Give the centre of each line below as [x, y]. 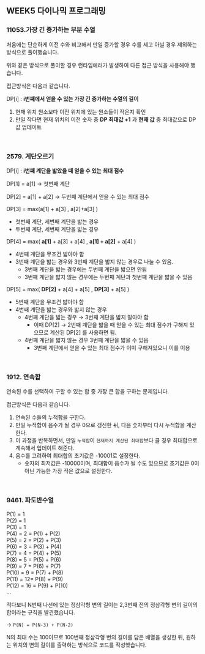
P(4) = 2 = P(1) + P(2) [33, 533]
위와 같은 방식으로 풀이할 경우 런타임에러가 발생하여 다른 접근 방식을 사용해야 [98, 65]
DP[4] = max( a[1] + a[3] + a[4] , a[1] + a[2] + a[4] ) [71, 241]
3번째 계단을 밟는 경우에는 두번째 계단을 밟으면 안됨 [86, 269]
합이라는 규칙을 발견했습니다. [41, 612]
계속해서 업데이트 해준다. [45, 448]
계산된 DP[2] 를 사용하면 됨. [83, 332]
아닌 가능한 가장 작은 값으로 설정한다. [69, 471]
